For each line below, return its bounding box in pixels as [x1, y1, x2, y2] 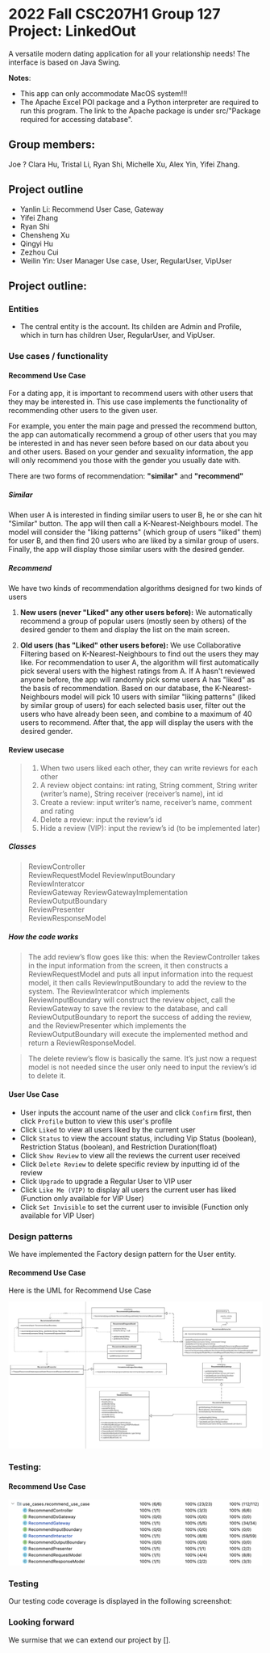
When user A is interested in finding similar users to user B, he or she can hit [8, 510, 263, 520]
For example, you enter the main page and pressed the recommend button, [8, 421, 258, 431]
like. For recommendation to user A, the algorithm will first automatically [19, 658, 260, 668]
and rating [39, 806, 75, 816]
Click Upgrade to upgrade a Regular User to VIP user [19, 1176, 192, 1186]
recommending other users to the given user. [8, 406, 159, 415]
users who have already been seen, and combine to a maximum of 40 [19, 709, 252, 719]
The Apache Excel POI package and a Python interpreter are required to [19, 97, 260, 107]
